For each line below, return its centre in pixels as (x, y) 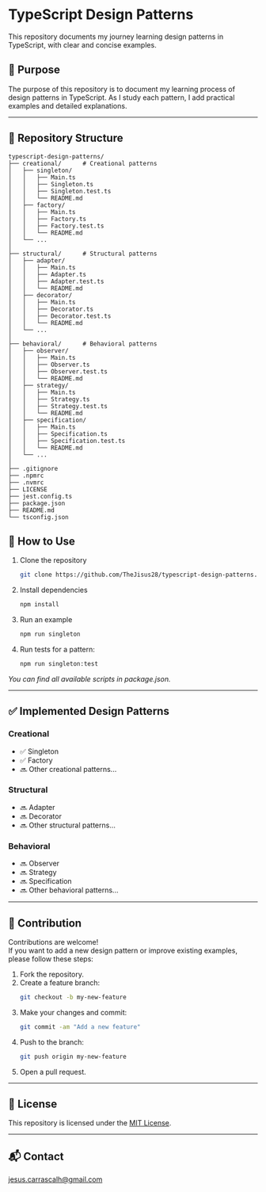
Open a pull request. (53, 1072)
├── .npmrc (26, 476)
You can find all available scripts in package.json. (89, 678)
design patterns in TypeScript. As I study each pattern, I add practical (122, 97)
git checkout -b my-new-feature (73, 997)
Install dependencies (54, 590)
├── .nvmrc (26, 482)
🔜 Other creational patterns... (68, 769)
